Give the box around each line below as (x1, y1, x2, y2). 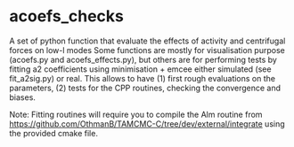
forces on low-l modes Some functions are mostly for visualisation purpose (9, 44, 285, 55)
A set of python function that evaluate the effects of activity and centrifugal (9, 35, 286, 46)
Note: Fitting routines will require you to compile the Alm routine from (9, 109, 263, 120)
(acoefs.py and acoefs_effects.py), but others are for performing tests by (9, 54, 278, 65)
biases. (9, 91, 36, 103)
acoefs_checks (9, 6, 125, 27)
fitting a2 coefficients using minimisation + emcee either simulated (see (9, 64, 272, 74)
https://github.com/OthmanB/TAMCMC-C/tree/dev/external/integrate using (9, 118, 285, 129)
